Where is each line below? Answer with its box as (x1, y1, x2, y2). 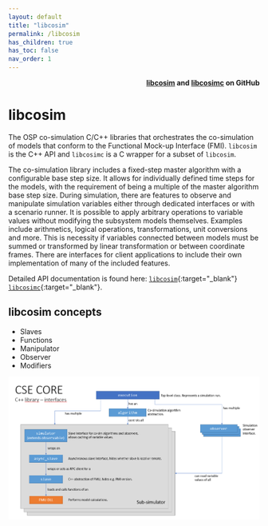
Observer (19, 352, 52, 361)
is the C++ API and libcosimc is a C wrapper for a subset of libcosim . (8, 149, 237, 159)
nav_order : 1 (8, 55, 52, 63)
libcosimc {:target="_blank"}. (8, 282, 103, 292)
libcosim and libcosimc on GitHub (146, 78, 260, 87)
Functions (19, 335, 53, 345)
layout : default (8, 13, 62, 21)
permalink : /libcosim (8, 30, 81, 38)
